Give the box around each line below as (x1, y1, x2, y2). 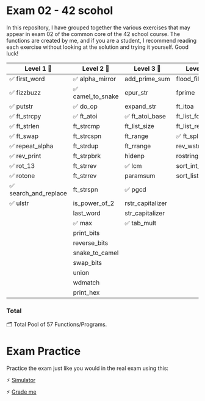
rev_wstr (176, 142, 200, 150)
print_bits (73, 228, 100, 237)
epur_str (124, 88, 148, 96)
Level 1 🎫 (24, 64, 52, 73)
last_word (73, 209, 101, 217)
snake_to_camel (73, 248, 119, 257)
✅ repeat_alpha (9, 142, 54, 150)
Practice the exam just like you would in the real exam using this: (6, 364, 169, 372)
